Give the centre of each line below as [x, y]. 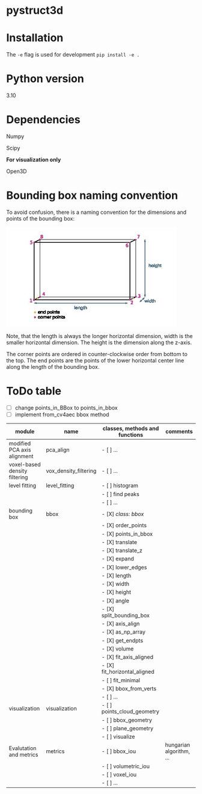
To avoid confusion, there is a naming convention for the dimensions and [96, 212]
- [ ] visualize [118, 737]
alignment [21, 456]
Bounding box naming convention [92, 195]
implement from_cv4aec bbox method [62, 414]
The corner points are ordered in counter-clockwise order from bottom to [97, 354]
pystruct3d [35, 11]
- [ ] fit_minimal [121, 680]
